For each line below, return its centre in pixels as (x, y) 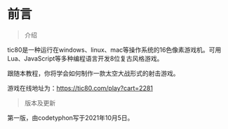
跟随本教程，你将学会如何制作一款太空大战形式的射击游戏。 (93, 73)
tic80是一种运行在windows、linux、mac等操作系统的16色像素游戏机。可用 (114, 50)
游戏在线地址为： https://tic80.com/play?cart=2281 (80, 88)
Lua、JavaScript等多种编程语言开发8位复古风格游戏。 (85, 58)
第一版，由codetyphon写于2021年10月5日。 (71, 117)
